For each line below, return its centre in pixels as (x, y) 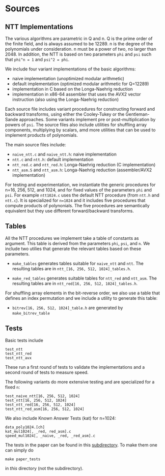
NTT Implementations (39, 27)
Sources (23, 9)
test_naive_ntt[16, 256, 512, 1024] (42, 396)
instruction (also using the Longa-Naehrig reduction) (65, 99)
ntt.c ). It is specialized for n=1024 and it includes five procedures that (75, 200)
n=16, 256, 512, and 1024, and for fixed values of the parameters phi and (79, 190)
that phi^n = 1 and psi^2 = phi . (37, 59)
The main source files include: (36, 145)
